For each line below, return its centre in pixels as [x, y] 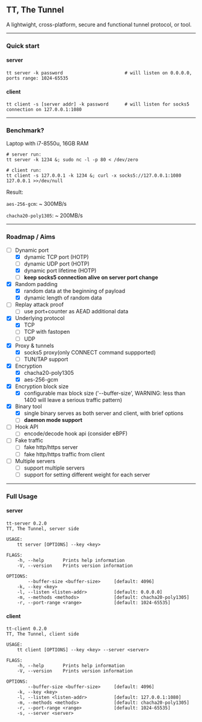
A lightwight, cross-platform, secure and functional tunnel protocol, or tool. [99, 24]
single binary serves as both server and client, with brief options [103, 414]
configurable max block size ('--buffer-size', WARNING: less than [105, 393]
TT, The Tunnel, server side [43, 529]
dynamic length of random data [63, 298]
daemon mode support [53, 420]
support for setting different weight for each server [87, 474]
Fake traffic [29, 441]
